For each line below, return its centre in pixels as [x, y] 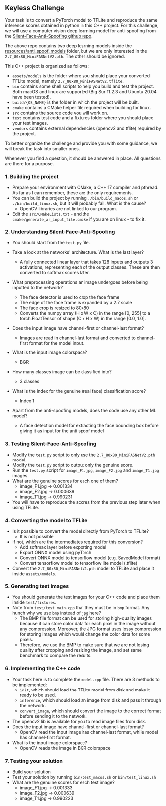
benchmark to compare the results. [56, 655]
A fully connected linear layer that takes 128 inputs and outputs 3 [86, 262]
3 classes [30, 382]
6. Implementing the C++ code [43, 668]
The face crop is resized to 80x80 [54, 308]
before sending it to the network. [53, 716]
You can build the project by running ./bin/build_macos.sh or [75, 198]
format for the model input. [57, 343]
